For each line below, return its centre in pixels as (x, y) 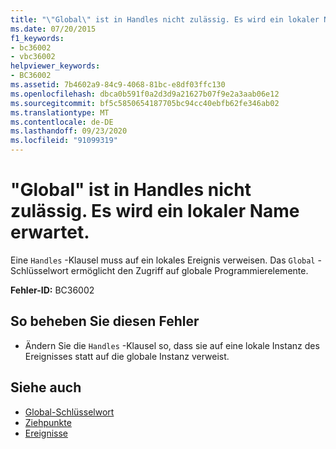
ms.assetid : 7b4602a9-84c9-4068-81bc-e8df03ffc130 (118, 85)
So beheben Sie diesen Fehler (105, 321)
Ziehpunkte (48, 422)
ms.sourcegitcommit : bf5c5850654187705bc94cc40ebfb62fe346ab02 (145, 103)
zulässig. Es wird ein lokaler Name (155, 211)
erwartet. (50, 232)
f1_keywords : (37, 38)
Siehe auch (46, 387)
